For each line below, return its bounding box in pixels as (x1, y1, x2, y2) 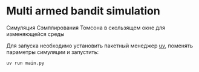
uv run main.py (6, 60, 45, 66)
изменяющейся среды (6, 30, 65, 37)
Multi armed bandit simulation (6, 4, 160, 18)
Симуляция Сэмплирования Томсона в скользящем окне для (6, 24, 165, 31)
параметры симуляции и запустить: (6, 48, 99, 55)
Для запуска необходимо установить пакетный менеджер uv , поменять (6, 42, 194, 49)
